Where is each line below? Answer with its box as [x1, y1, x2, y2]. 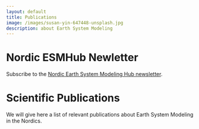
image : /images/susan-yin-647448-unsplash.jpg [6, 20, 124, 26]
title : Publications [6, 14, 58, 20]
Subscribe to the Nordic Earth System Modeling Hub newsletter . [6, 71, 163, 78]
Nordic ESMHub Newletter [6, 51, 138, 64]
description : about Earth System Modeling [6, 25, 113, 32]
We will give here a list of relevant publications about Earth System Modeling [6, 111, 194, 118]
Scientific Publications [6, 92, 120, 105]
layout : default [6, 8, 46, 15]
